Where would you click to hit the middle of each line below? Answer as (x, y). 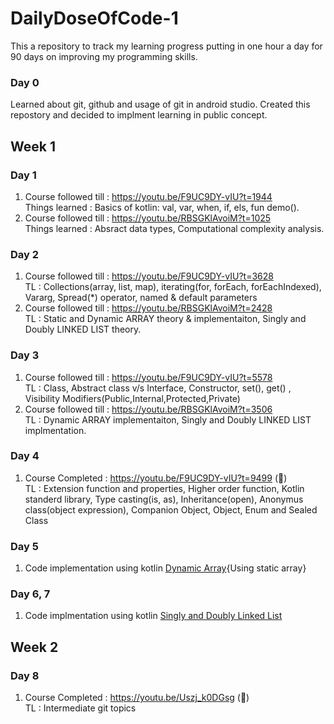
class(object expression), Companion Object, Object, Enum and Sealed (171, 509)
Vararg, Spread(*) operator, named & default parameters (141, 298)
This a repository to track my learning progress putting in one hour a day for (166, 46)
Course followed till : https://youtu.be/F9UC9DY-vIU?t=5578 (148, 377)
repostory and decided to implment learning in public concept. (139, 115)
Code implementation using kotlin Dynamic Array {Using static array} (165, 568)
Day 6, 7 (30, 594)
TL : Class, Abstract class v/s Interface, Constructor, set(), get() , (158, 388)
